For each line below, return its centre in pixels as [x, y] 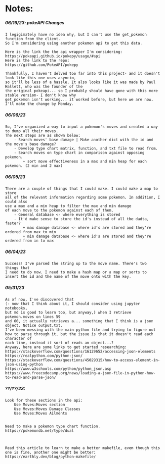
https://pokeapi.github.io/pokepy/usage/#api [53, 56]
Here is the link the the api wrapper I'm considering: [64, 52]
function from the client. [33, 39]
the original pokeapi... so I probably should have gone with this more [82, 91]
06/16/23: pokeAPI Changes [35, 22]
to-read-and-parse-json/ [31, 378]
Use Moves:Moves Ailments [41, 413]
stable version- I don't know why [41, 95]
